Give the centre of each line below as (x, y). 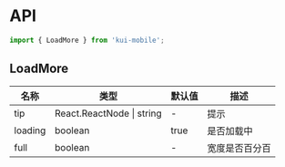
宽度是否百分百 (239, 148)
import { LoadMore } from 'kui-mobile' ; (87, 40)
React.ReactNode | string (108, 113)
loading (30, 130)
